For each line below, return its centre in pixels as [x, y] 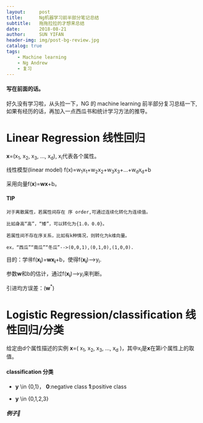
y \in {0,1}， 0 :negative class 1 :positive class [71, 386]
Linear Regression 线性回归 [76, 138]
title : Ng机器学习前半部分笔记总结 [53, 18]
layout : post [28, 12]
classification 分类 [30, 371]
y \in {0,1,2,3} [32, 399]
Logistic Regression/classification [94, 315]
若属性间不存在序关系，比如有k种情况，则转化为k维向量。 [68, 236]
